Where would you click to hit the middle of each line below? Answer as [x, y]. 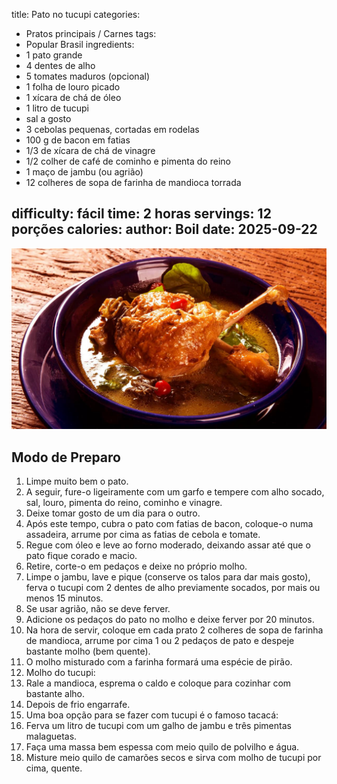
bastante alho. [55, 694]
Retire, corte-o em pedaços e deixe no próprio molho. [136, 566]
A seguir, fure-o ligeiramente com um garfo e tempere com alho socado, [175, 492]
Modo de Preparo [66, 457]
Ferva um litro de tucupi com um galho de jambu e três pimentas [158, 726]
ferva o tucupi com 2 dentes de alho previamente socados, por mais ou [173, 588]
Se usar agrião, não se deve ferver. [98, 609]
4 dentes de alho [60, 65]
